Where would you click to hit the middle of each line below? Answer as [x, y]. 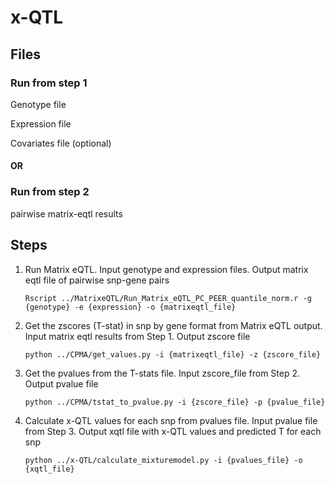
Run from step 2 [50, 192]
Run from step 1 [49, 83]
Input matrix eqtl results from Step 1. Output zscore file [137, 336]
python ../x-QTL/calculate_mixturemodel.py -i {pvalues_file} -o [163, 460]
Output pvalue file [61, 383]
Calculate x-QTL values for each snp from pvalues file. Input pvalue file [171, 420]
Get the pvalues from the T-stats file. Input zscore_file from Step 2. [162, 373]
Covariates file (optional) [61, 143]
